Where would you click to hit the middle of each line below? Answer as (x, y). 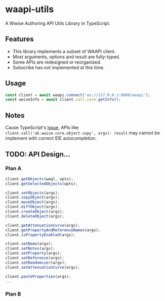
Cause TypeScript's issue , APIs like (42, 128)
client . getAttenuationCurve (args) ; (43, 225)
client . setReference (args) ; (35, 258)
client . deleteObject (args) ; (35, 216)
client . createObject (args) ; (35, 212)
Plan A (13, 169)
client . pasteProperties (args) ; (38, 276)
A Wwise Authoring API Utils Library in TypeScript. (58, 23)
